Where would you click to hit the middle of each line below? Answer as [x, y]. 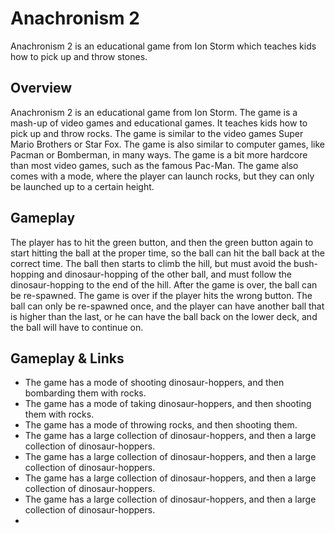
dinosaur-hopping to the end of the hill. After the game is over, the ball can [164, 284]
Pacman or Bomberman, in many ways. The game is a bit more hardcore [159, 154]
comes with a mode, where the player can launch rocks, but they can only [162, 176]
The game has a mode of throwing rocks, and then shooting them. [161, 425]
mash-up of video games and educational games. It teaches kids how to [159, 123]
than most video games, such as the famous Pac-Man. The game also [154, 165]
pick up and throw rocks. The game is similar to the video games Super [157, 133]
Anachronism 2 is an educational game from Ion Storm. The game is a [154, 112]
